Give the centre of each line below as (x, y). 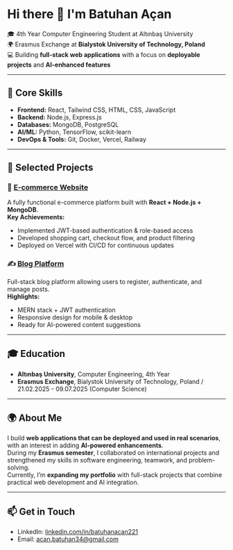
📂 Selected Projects (50, 168)
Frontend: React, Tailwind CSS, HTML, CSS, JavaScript (96, 110)
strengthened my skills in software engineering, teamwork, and (97, 460)
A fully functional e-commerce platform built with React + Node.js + (104, 202)
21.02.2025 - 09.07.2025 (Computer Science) (82, 389)
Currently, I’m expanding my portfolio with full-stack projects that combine (115, 475)
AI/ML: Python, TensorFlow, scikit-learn (74, 132)
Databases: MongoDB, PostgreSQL (68, 124)
